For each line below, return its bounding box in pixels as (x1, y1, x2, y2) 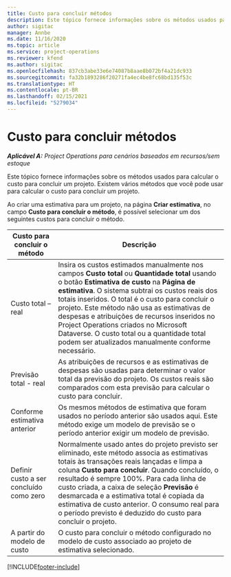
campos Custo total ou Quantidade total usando (58, 269, 217, 278)
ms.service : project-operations (7, 49, 100, 56)
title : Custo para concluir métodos (7, 10, 112, 17)
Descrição (122, 240, 157, 249)
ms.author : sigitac (7, 61, 63, 68)
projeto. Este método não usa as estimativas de (58, 303, 211, 313)
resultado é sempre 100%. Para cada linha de (58, 473, 206, 483)
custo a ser (10, 473, 47, 483)
